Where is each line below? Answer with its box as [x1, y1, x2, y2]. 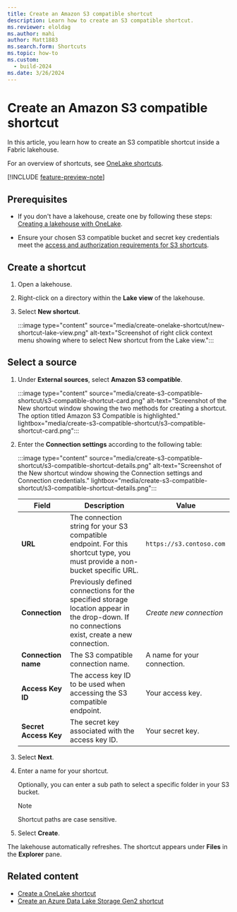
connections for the [69, 585, 135, 595]
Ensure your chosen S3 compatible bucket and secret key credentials [17, 234, 220, 242]
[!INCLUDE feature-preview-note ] [7, 173, 105, 181]
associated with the [69, 726, 135, 736]
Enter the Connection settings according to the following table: [17, 440, 202, 448]
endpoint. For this [69, 539, 128, 548]
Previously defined [69, 577, 133, 587]
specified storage [69, 594, 128, 604]
